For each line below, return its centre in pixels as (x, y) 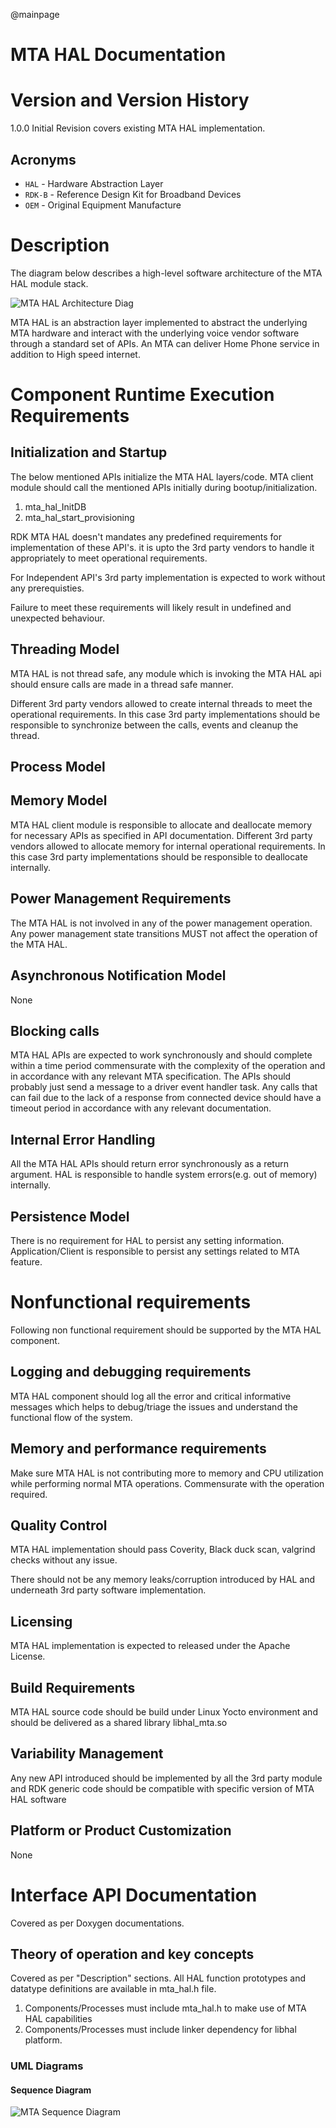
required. (29, 1494)
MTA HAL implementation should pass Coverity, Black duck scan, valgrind (163, 1550)
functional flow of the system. (71, 1417)
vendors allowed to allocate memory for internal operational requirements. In (168, 846)
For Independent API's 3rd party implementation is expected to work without (168, 577)
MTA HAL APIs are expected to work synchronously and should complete (161, 1055)
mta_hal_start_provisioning (79, 517)
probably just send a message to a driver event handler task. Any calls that (164, 1087)
